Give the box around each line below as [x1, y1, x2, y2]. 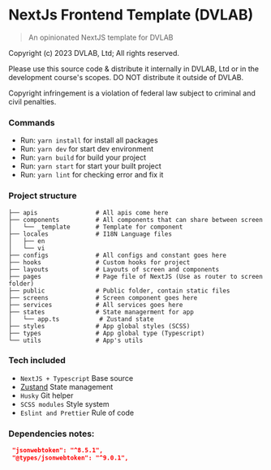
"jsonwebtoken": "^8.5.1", [11, 446, 104, 455]
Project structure [8, 190, 77, 202]
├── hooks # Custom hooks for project [8, 258, 191, 267]
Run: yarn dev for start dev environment [19, 144, 154, 154]
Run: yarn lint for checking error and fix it [19, 170, 164, 180]
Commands [8, 117, 55, 128]
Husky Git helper [19, 391, 74, 400]
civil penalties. [8, 96, 57, 106]
